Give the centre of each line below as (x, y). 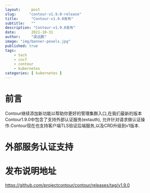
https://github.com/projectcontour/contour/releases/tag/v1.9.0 (67, 185)
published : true (21, 46)
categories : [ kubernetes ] (34, 73)
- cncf (20, 60)
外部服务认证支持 (39, 147)
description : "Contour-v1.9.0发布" (40, 28)
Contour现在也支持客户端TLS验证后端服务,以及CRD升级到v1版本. (75, 126)
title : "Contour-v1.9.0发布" (39, 19)
